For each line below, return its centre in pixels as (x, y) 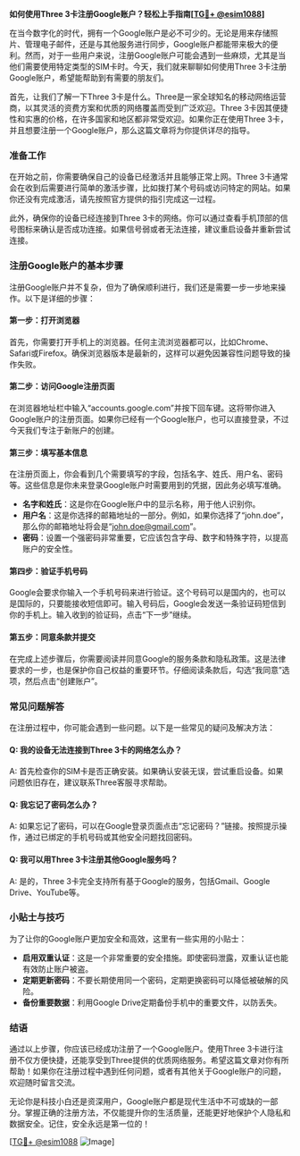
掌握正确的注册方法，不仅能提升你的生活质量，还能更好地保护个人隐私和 (158, 1113)
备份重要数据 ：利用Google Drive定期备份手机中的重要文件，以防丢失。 (152, 1002)
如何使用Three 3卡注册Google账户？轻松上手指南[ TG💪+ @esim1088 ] (137, 14)
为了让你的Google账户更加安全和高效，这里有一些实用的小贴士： (128, 939)
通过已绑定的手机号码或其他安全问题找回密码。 (111, 837)
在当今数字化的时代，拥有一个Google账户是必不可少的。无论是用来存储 (140, 33)
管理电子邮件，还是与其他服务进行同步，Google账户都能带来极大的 (147, 44)
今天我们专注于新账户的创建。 (64, 430)
